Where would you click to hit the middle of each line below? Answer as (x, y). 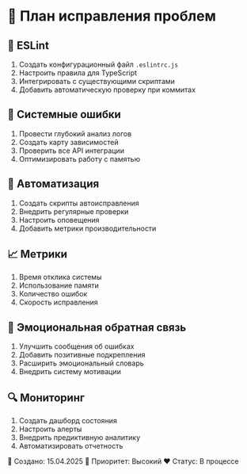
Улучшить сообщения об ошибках (76, 346)
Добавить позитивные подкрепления (82, 355)
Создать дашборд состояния (68, 421)
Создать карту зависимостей (68, 142)
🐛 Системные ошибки (65, 115)
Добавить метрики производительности (87, 228)
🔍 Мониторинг (46, 398)
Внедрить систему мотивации (70, 372)
